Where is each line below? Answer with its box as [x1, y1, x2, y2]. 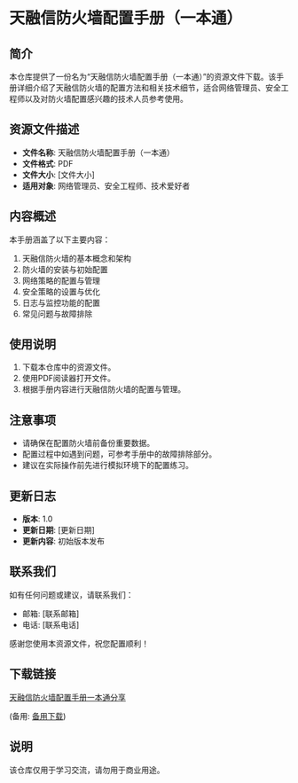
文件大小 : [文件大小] [21, 169, 95, 180]
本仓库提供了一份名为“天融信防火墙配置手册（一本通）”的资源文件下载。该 [9, 72, 277, 82]
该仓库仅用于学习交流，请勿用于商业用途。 [9, 764, 165, 775]
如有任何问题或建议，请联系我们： [9, 589, 134, 599]
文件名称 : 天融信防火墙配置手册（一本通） [21, 147, 175, 158]
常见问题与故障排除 [21, 308, 93, 319]
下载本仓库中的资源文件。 [21, 362, 116, 372]
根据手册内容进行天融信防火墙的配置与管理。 [21, 384, 186, 395]
